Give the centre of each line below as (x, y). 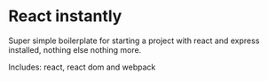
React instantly (65, 16)
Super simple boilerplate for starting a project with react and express (134, 40)
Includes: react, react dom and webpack (82, 67)
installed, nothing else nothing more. (75, 49)
